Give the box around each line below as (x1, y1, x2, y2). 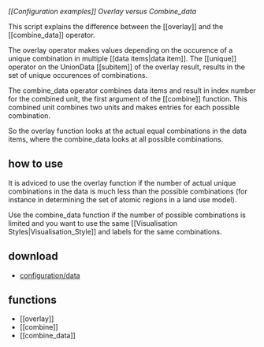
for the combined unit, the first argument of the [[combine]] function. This (8, 94, 248, 103)
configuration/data (19, 271, 80, 280)
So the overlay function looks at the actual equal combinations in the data (8, 126, 247, 135)
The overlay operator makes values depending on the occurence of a (8, 46, 233, 54)
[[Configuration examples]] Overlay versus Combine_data (8, 7, 197, 16)
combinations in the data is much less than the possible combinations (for (8, 186, 248, 196)
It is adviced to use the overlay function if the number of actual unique (8, 178, 236, 187)
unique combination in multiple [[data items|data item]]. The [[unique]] (8, 54, 237, 63)
